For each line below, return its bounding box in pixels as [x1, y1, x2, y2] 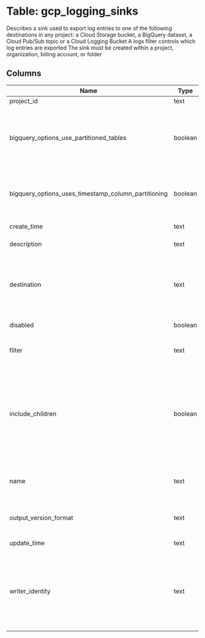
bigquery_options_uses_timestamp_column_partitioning [9, 189, 168, 198]
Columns [6, 69, 41, 79]
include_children [9, 409, 57, 418]
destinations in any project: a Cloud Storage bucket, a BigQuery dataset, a [6, 31, 193, 38]
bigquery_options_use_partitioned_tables [9, 133, 127, 142]
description [9, 240, 42, 248]
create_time [9, 222, 43, 231]
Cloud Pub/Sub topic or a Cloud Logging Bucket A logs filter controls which [6, 37, 196, 45]
